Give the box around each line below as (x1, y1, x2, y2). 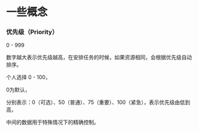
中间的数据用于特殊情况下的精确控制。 (6, 119, 99, 126)
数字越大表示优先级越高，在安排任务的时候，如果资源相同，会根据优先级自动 (6, 54, 192, 61)
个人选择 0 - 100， (6, 74, 51, 81)
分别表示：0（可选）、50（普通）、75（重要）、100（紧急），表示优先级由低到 (6, 99, 190, 106)
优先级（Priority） (6, 28, 58, 36)
